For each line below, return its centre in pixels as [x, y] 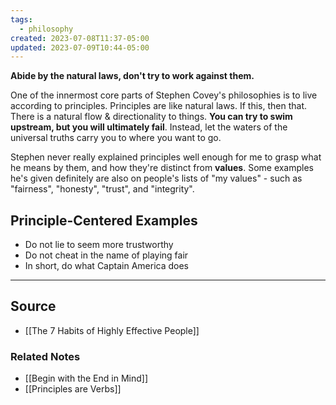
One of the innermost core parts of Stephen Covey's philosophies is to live [164, 95]
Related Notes [45, 356]
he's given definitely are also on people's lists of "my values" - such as [156, 178]
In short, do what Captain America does [106, 266]
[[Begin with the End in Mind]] [86, 378]
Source [33, 306]
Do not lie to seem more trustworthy [99, 245]
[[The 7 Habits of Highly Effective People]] [112, 330]
